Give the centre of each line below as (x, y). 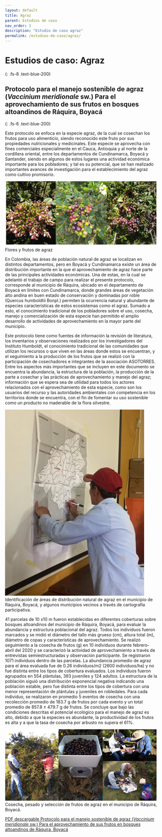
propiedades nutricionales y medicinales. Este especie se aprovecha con (78, 143)
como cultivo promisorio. (30, 174)
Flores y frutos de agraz (29, 250)
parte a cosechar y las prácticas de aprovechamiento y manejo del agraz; (78, 377)
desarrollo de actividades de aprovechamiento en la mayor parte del (73, 321)
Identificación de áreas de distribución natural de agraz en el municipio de (79, 599)
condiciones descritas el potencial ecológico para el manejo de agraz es (77, 712)
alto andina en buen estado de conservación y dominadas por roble (73, 295)
